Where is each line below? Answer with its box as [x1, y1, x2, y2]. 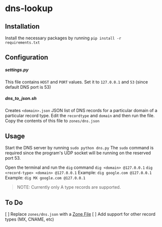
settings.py [5, 66, 29, 73]
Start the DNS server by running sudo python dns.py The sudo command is [5, 145, 154, 151]
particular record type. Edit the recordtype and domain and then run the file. [5, 113, 155, 119]
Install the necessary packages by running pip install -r [5, 35, 121, 41]
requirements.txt [5, 40, 40, 45]
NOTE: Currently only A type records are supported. [16, 184, 121, 190]
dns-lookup [5, 3, 53, 14]
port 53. [5, 155, 21, 161]
